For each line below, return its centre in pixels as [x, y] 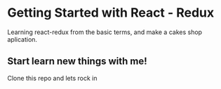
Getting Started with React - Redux [111, 13]
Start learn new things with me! [77, 62]
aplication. [22, 39]
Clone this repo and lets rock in [52, 78]
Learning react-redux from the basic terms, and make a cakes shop [105, 32]
